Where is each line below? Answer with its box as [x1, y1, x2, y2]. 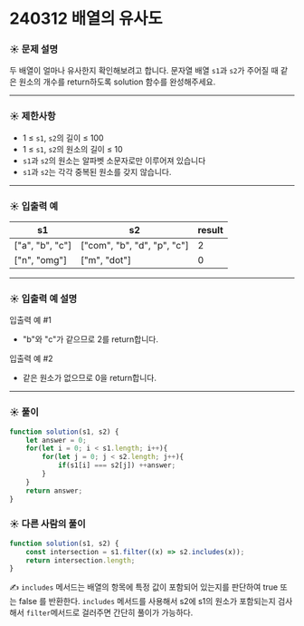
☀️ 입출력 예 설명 [9, 292, 78, 305]
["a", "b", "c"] [14, 240, 72, 252]
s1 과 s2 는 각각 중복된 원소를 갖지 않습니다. [22, 166, 172, 177]
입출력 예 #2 [9, 353, 53, 364]
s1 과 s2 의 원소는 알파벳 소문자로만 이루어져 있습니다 [22, 155, 206, 166]
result [197, 224, 223, 237]
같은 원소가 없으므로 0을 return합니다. [22, 373, 157, 384]
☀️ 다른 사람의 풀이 [9, 518, 86, 531]
